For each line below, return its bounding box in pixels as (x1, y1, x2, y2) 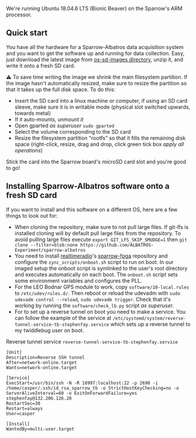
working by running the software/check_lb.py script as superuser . (14, 302, 174, 309)
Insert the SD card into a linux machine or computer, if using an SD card (14, 97, 188, 104)
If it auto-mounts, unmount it (14, 116, 84, 123)
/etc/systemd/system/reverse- (112, 315, 186, 321)
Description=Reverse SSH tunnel (6, 354, 85, 360)
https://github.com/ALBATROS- (80, 242, 154, 248)
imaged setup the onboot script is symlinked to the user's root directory (14, 265, 188, 272)
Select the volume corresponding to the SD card (14, 128, 131, 135)
